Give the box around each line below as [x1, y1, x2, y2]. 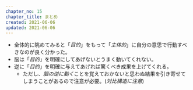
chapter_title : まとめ [5, 14, 58, 20]
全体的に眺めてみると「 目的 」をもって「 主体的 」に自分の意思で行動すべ [13, 41, 188, 48]
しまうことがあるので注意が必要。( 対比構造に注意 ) [22, 78, 144, 85]
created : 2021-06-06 [5, 19, 56, 25]
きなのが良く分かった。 [13, 49, 71, 56]
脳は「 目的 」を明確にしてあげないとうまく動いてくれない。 [13, 56, 157, 63]
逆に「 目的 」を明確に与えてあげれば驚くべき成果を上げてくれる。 [13, 63, 173, 70]
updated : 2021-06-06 [5, 24, 56, 31]
